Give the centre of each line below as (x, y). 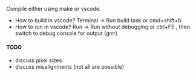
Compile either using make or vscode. (54, 9)
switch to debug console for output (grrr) (66, 33)
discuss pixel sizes (38, 60)
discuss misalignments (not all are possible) (70, 67)
